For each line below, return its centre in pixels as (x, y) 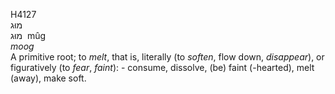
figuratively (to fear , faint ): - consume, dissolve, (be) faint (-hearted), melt (162, 67)
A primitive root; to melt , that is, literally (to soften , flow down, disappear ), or (167, 57)
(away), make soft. (48, 78)
